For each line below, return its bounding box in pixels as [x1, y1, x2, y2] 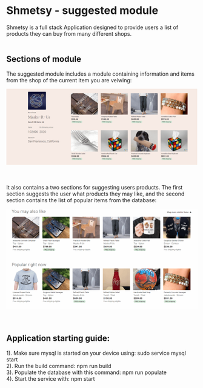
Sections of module [6, 54, 82, 64]
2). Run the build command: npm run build [6, 362, 111, 369]
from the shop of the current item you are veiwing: [6, 76, 132, 84]
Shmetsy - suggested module [6, 4, 159, 18]
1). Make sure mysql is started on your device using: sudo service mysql [6, 349, 187, 357]
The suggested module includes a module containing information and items [6, 70, 195, 77]
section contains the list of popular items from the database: [6, 196, 157, 203]
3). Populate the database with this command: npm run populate [6, 369, 167, 376]
